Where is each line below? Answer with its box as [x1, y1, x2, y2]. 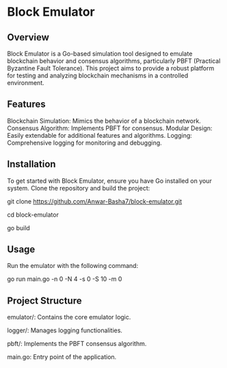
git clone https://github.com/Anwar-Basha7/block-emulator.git [7, 197, 183, 206]
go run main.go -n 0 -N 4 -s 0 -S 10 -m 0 [7, 275, 122, 283]
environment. [7, 79, 44, 86]
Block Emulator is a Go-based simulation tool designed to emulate [7, 49, 193, 58]
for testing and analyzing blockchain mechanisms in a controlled [7, 71, 189, 79]
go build [7, 223, 31, 232]
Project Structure [7, 295, 82, 306]
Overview [7, 32, 50, 43]
